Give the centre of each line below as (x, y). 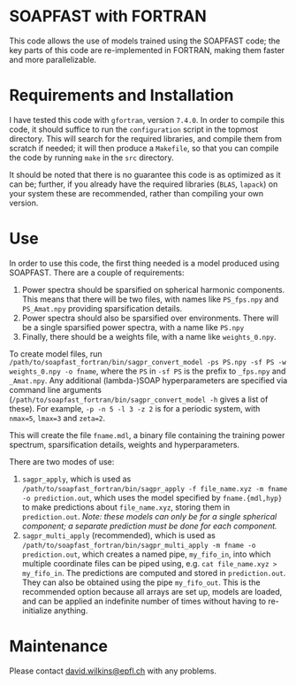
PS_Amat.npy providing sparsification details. (102, 308)
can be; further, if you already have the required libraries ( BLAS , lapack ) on (144, 184)
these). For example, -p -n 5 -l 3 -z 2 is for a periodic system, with (135, 408)
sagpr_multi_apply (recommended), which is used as (119, 535)
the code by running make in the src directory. (91, 158)
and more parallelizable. (53, 59)
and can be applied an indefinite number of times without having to (144, 601)
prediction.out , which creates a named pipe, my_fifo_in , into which (146, 554)
